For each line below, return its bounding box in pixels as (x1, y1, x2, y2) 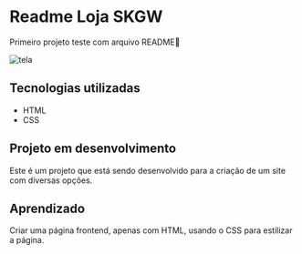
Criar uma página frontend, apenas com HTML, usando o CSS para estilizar (9, 225, 293, 236)
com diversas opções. (9, 175, 93, 186)
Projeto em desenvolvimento (9, 141, 176, 157)
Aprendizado (9, 200, 85, 216)
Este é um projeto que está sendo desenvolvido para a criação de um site (9, 165, 286, 176)
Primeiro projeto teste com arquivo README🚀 (9, 36, 181, 47)
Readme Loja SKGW (9, 6, 163, 27)
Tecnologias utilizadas (9, 80, 141, 97)
